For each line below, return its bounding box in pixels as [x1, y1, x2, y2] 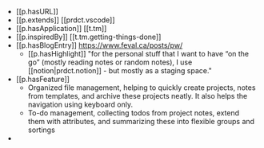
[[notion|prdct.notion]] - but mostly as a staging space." [27, 66, 212, 75]
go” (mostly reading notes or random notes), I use [27, 57, 193, 67]
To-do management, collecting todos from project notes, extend [27, 108, 240, 118]
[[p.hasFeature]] [15, 75, 70, 84]
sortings [27, 125, 56, 134]
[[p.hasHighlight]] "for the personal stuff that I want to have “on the [27, 49, 250, 58]
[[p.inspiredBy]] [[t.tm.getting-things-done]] [15, 32, 162, 41]
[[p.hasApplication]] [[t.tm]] [15, 24, 107, 33]
